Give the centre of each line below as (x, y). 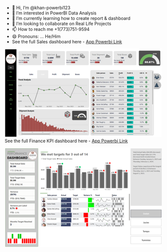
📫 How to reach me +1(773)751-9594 (51, 29)
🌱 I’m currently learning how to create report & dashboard (71, 18)
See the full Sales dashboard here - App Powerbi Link (67, 42)
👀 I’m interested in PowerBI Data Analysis (54, 13)
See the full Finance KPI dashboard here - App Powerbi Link (66, 141)
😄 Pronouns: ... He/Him (36, 36)
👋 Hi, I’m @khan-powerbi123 (41, 8)
